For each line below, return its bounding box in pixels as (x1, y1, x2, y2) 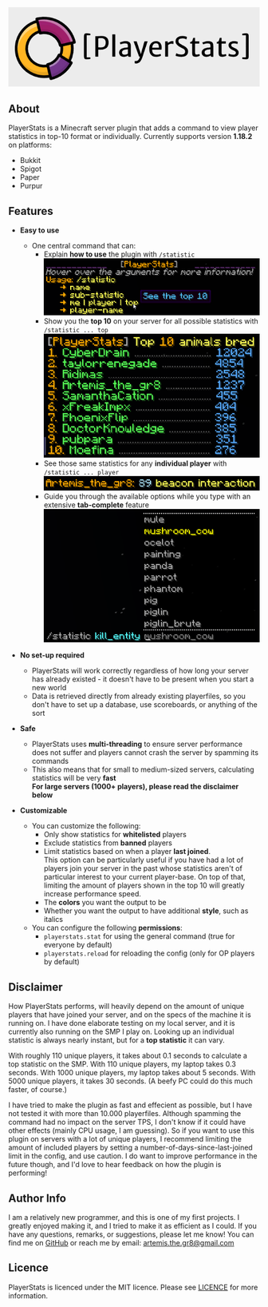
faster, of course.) (8, 1085, 68, 1094)
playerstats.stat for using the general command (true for (43, 932, 235, 941)
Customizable (19, 806, 68, 816)
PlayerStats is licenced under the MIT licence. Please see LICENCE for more (8, 1282, 258, 1292)
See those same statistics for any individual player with (43, 459, 227, 468)
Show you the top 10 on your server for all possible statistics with (43, 316, 258, 326)
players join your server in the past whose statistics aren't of (43, 864, 243, 873)
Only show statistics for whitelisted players (43, 830, 187, 840)
